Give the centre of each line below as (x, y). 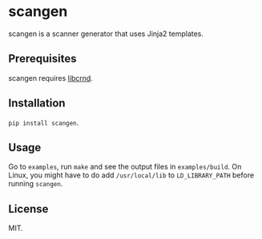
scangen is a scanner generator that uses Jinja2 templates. (106, 34)
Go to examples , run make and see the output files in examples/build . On (125, 167)
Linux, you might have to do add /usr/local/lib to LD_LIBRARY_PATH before (131, 175)
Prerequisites (42, 59)
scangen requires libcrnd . (51, 78)
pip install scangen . (44, 122)
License (28, 209)
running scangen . (36, 184)
